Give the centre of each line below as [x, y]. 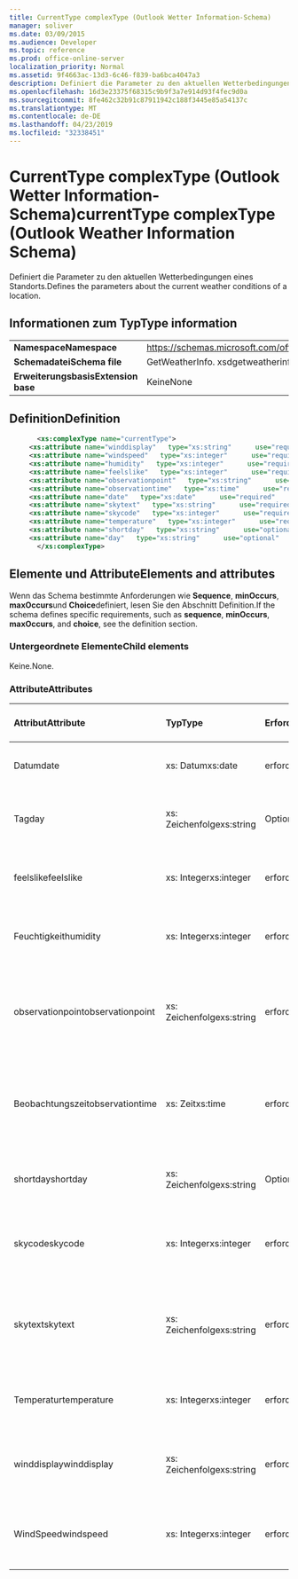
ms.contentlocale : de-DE [55, 116]
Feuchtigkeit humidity [58, 937]
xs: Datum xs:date [201, 766]
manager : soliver [41, 26]
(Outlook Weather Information [122, 234]
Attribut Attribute [50, 723]
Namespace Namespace [66, 347]
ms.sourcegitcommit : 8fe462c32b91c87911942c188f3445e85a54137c [129, 100]
